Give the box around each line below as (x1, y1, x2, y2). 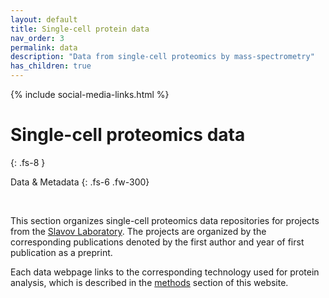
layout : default (10, 14, 78, 25)
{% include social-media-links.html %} (10, 89, 170, 100)
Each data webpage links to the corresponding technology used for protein (10, 266, 320, 278)
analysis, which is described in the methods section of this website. (10, 276, 289, 288)
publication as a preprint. (10, 246, 113, 258)
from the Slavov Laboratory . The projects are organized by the (10, 225, 267, 237)
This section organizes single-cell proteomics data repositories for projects (10, 214, 320, 226)
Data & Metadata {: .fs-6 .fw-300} (10, 176, 150, 188)
